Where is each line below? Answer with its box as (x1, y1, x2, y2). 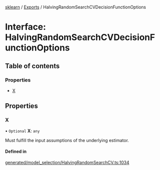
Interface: (5, 22, 46, 32)
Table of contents (5, 61, 60, 70)
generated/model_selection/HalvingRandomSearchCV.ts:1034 (5, 159, 130, 165)
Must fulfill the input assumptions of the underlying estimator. (5, 137, 129, 143)
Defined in (5, 148, 27, 154)
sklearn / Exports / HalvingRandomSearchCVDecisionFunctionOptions (5, 4, 146, 10)
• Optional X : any (5, 128, 40, 134)
